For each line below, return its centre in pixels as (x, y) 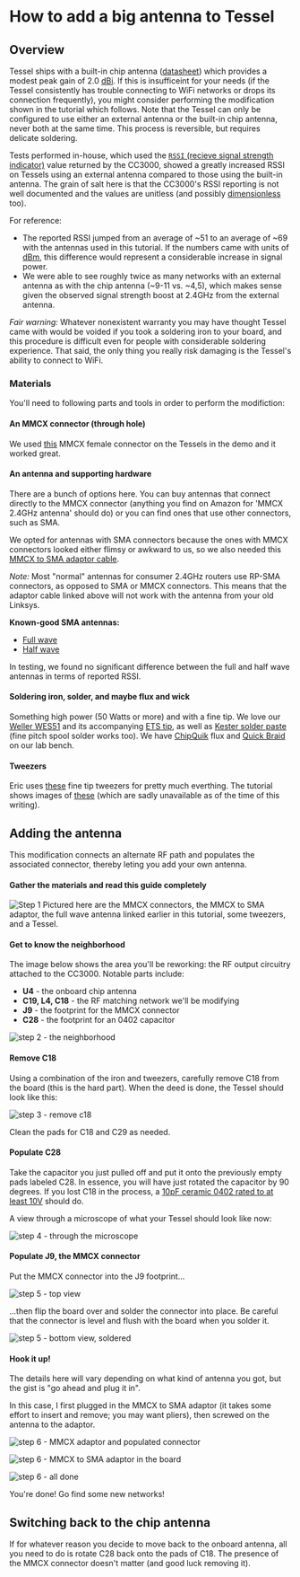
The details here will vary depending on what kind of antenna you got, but (146, 1379)
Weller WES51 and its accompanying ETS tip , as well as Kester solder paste (148, 726)
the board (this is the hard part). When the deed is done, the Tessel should (146, 1088)
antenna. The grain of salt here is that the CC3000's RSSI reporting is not (144, 184)
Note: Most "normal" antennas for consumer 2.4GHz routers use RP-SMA (145, 576)
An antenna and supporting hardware (81, 474)
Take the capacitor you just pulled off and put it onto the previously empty (146, 1172)
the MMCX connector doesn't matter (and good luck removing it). (130, 1563)
